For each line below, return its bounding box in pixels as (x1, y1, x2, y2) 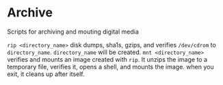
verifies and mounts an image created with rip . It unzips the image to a (7, 55, 207, 63)
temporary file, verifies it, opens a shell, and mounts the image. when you (7, 62, 214, 71)
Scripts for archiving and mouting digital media (7, 27, 139, 36)
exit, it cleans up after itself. (7, 70, 85, 78)
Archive (7, 5, 53, 21)
